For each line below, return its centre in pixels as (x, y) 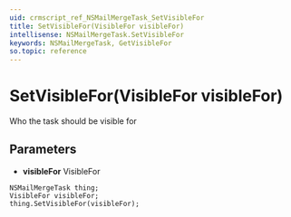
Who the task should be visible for (73, 121)
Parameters (43, 150)
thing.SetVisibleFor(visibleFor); (75, 203)
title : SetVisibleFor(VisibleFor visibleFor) (97, 26)
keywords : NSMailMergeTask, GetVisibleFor (91, 43)
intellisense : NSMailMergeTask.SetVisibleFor (97, 34)
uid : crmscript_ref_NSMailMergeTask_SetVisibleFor (107, 18)
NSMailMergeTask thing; (54, 188)
